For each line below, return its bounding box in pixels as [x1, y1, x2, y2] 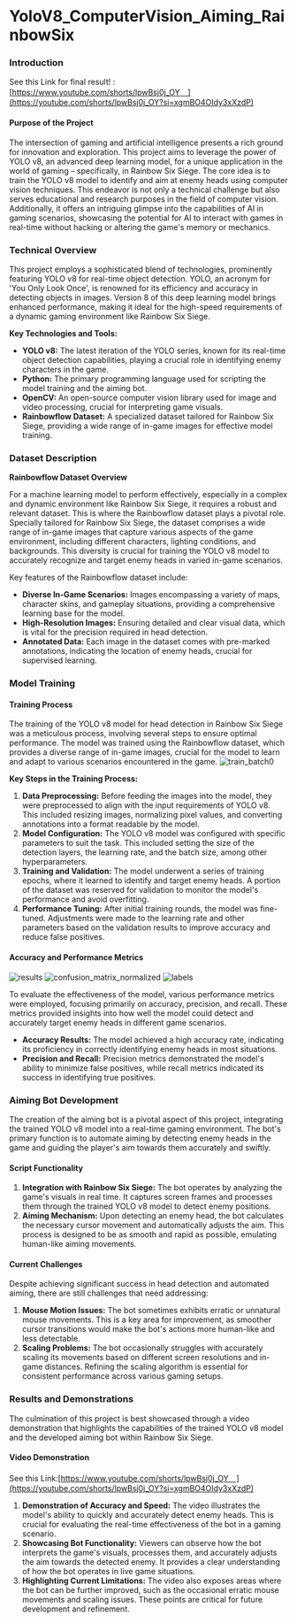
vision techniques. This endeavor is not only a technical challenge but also [9, 184, 280, 195]
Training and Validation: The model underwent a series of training [21, 865, 265, 877]
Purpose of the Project [9, 118, 95, 128]
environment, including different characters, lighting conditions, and [9, 536, 256, 547]
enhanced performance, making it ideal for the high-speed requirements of [9, 301, 283, 312]
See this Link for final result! [9, 77, 111, 88]
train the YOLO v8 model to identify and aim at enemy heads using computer [9, 174, 288, 185]
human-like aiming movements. [21, 1239, 137, 1250]
